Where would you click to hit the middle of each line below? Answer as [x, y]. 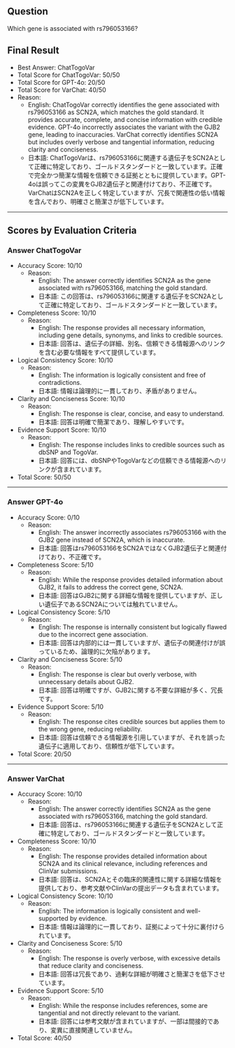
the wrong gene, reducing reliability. [90, 729]
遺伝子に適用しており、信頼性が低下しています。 [108, 746]
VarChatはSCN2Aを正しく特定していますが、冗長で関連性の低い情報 [126, 193]
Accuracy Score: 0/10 [49, 517]
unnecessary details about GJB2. [86, 681]
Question [28, 12]
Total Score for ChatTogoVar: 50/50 [69, 75]
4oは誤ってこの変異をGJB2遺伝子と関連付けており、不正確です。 [122, 184]
